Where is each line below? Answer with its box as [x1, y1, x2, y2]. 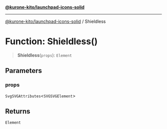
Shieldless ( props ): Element [17, 52, 72, 58]
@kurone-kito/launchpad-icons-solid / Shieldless [5, 18, 106, 24]
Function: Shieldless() [5, 36, 98, 47]
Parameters [5, 66, 42, 75]
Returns [5, 107, 31, 116]
